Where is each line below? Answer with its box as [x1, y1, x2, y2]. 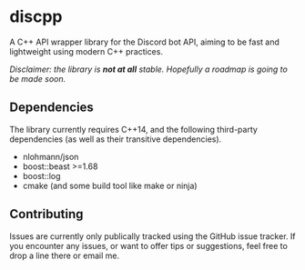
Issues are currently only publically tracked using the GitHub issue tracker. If [9, 230, 296, 242]
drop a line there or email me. [9, 250, 120, 261]
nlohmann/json [22, 151, 79, 162]
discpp [9, 6, 63, 27]
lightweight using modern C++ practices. [9, 45, 164, 56]
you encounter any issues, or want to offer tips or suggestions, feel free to [9, 240, 289, 251]
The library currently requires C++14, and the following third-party [9, 124, 258, 135]
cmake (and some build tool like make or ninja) [22, 180, 198, 191]
